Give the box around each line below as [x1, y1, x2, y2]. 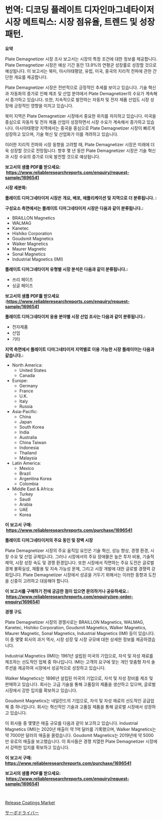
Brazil [19, 470, 31, 476]
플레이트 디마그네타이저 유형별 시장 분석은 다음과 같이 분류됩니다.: [5, 266, 128, 272]
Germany [19, 383, 38, 388]
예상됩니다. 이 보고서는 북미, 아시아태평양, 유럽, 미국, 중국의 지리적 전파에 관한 [5, 68, 152, 74]
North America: [12, 362, 43, 368]
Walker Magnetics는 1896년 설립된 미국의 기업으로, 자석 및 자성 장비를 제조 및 [5, 675, 153, 681]
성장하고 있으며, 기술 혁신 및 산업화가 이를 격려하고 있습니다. [5, 131, 118, 137]
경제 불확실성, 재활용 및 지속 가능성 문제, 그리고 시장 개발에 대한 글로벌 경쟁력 [5, 566, 151, 571]
